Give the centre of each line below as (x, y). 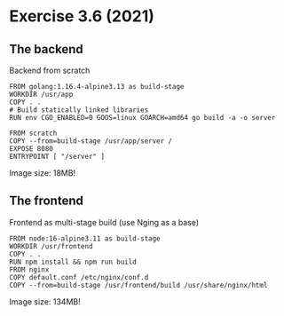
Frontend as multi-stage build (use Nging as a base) (104, 222)
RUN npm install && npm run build (73, 262)
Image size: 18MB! (43, 173)
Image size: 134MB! (45, 301)
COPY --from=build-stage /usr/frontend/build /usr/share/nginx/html (138, 285)
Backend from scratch (50, 70)
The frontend (47, 201)
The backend (47, 49)
